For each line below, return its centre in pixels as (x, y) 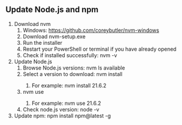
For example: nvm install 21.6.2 (69, 85)
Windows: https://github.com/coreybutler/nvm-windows (91, 30)
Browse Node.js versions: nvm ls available (74, 68)
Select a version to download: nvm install (73, 74)
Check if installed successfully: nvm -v (70, 55)
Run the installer (42, 42)
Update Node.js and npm (52, 10)
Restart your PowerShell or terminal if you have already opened (100, 49)
